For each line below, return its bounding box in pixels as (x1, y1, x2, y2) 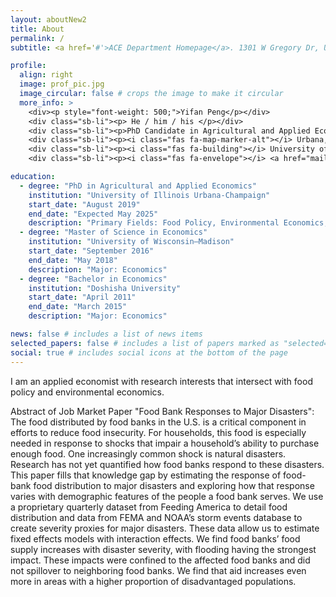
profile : (10, 61, 47, 71)
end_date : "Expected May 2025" (28, 209, 159, 219)
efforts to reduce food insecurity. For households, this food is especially (10, 426, 307, 438)
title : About (10, 24, 65, 34)
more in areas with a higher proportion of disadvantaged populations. (10, 575, 297, 587)
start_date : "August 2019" (28, 199, 141, 210)
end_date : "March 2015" (28, 302, 128, 312)
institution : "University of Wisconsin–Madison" (28, 237, 235, 247)
